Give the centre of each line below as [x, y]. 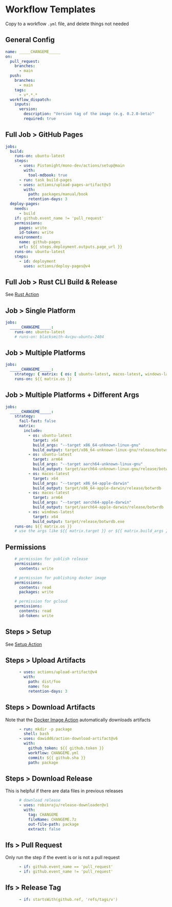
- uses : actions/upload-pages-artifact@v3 [65, 185]
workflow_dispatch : [31, 99]
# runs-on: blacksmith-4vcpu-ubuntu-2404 [59, 337]
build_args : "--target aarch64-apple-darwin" [82, 502]
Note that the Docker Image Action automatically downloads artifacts [78, 720]
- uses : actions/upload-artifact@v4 [58, 672]
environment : [28, 238]
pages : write [33, 228]
